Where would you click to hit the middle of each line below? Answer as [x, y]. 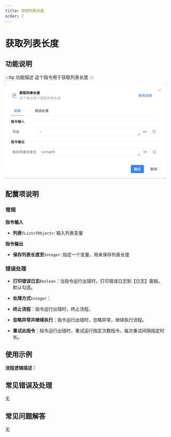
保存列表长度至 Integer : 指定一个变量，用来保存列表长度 [71, 254]
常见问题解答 [25, 416]
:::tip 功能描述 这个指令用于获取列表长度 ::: [49, 77]
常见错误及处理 [29, 385]
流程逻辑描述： [21, 368]
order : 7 [15, 16]
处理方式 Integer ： [32, 298]
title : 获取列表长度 [25, 11]
